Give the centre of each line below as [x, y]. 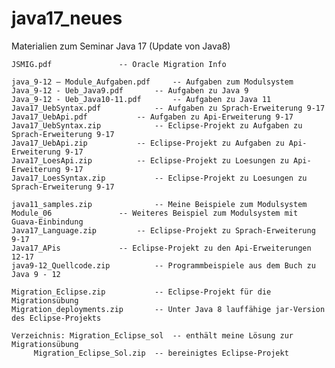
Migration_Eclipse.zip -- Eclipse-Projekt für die [141, 292]
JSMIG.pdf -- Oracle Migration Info [119, 64]
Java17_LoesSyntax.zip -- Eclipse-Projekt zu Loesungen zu [159, 178]
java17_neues [67, 18]
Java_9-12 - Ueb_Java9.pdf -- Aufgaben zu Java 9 [130, 90]
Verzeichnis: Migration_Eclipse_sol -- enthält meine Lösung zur [152, 335]
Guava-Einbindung [47, 222]
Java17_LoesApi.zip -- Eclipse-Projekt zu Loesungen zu [150, 160]
